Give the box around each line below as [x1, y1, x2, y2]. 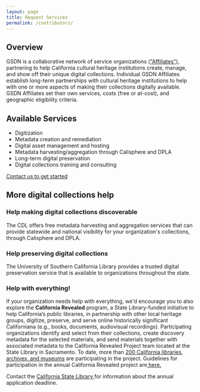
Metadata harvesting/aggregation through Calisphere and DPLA [14, 148, 172, 156]
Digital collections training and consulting [14, 161, 117, 168]
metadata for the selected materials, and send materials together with [6, 336, 178, 343]
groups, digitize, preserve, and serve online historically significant [6, 317, 168, 324]
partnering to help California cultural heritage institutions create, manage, [6, 64, 187, 72]
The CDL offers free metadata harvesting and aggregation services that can [6, 221, 193, 229]
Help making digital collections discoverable [6, 208, 138, 216]
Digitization [14, 129, 43, 136]
